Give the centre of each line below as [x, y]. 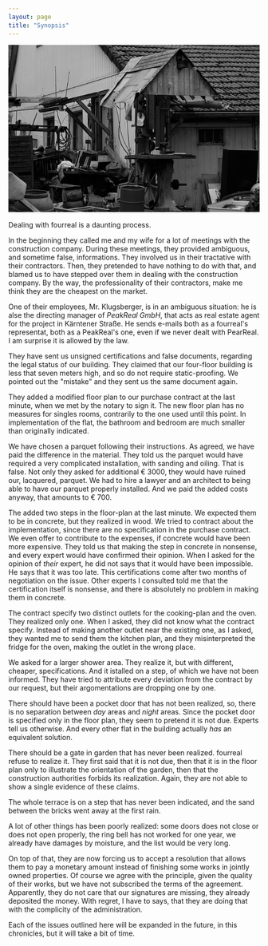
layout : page [30, 17]
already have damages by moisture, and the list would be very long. [120, 843]
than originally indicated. [49, 430]
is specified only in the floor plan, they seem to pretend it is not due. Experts [134, 720]
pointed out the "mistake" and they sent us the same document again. [123, 381]
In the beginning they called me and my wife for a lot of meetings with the [129, 240]
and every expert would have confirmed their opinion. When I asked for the [132, 555]
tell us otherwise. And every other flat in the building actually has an [120, 728]
